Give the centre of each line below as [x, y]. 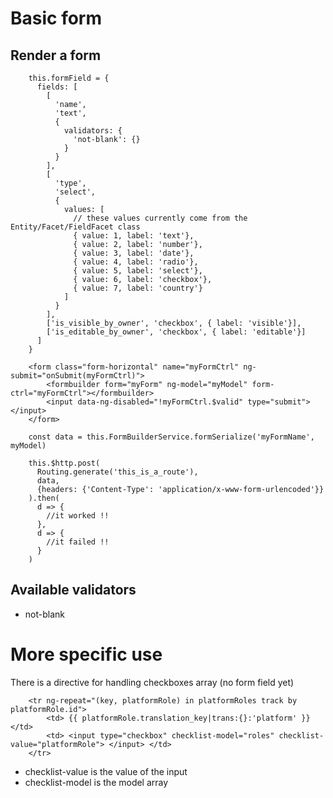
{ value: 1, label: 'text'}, [134, 236]
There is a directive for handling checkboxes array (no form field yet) [152, 682]
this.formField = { [69, 78]
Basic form [56, 18]
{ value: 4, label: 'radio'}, [136, 262]
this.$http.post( [64, 463]
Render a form [56, 55]
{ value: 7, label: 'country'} [138, 288]
